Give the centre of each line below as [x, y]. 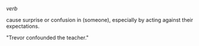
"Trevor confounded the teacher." [48, 37]
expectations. [23, 26]
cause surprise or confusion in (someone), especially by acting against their [100, 20]
